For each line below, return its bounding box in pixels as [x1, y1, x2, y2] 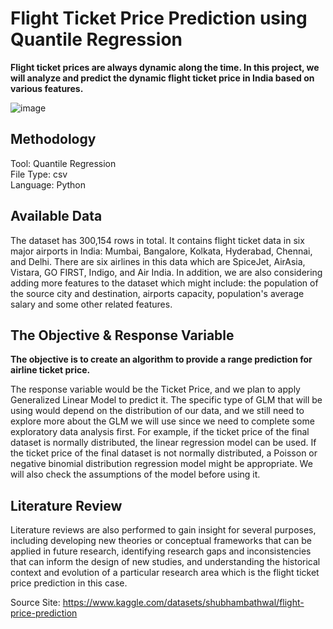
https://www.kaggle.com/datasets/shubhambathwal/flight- [62, 597, 305, 609]
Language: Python [10, 178, 87, 191]
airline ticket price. [10, 364, 91, 376]
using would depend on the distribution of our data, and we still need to [10, 405, 305, 417]
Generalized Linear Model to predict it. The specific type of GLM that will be [10, 394, 323, 406]
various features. [10, 82, 84, 94]
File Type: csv [10, 168, 68, 180]
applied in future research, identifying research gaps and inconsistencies [10, 545, 312, 557]
